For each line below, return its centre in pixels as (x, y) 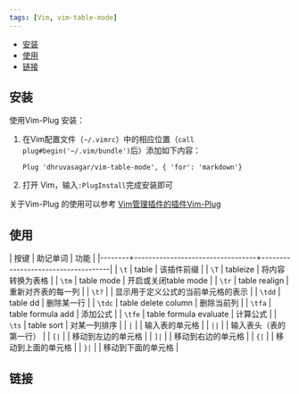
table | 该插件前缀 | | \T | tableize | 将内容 (210, 270)
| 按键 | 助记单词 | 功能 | (53, 258)
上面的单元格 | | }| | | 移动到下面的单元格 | (102, 348)
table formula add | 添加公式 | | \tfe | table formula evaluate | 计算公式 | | (143, 314)
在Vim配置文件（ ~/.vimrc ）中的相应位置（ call (108, 139)
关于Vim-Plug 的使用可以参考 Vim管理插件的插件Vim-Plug (115, 204)
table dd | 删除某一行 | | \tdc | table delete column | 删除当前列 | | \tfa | (141, 303)
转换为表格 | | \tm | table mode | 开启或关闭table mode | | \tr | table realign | (149, 281)
